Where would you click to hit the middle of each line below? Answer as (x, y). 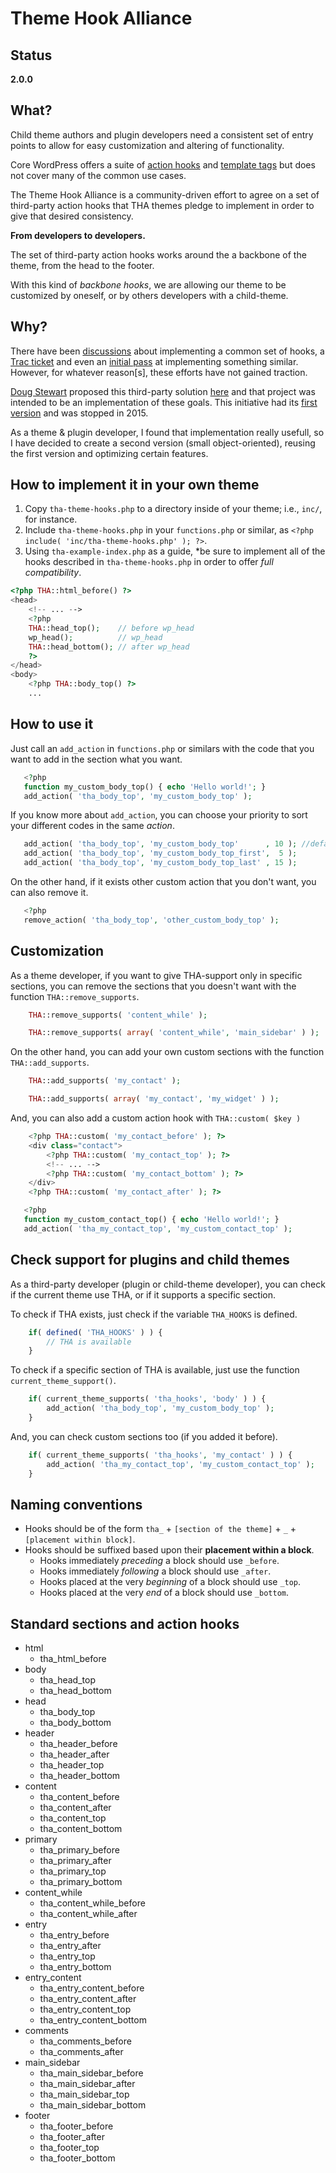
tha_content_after (75, 1808)
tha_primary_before (79, 1850)
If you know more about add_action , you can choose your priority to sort (159, 815)
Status (31, 55)
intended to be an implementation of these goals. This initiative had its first (164, 402)
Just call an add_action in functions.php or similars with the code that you (162, 748)
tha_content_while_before (92, 1903)
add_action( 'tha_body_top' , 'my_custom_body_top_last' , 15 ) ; (160, 863)
